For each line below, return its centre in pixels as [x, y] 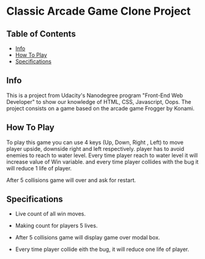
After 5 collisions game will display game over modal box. [88, 238]
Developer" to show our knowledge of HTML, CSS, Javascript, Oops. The [99, 101]
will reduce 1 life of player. [39, 168]
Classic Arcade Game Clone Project [99, 11]
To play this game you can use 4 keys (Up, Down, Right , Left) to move [95, 142]
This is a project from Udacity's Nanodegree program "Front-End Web [95, 95]
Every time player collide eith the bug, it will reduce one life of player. [102, 249]
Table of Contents [41, 34]
